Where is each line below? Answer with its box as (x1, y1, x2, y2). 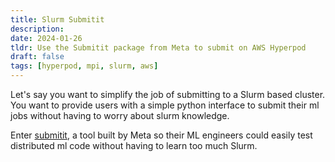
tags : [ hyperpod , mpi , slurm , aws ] (10, 61, 159, 71)
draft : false (10, 52, 65, 62)
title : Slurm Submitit (10, 14, 105, 25)
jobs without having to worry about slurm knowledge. (10, 110, 230, 121)
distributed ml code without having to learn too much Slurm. (10, 140, 258, 151)
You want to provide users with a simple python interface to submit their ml (10, 99, 320, 111)
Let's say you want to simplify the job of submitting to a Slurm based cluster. (10, 89, 326, 100)
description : (10, 24, 65, 34)
